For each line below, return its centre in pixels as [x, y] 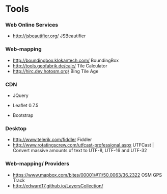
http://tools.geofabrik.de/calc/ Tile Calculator [60, 66]
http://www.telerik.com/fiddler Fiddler [52, 140]
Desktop [16, 128]
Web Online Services [32, 25]
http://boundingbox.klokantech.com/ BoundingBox [66, 60]
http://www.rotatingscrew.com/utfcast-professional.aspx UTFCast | [83, 145]
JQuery [21, 95]
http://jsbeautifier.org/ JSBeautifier [49, 36]
